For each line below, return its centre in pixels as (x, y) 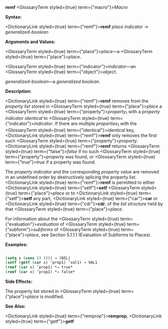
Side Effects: (19, 282)
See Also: (16, 306)
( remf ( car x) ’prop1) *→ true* (39, 267)
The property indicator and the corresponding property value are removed (82, 172)
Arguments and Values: (30, 42)
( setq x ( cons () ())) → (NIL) (38, 258)
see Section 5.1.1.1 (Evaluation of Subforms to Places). (96, 235)
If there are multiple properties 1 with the (96, 124)
